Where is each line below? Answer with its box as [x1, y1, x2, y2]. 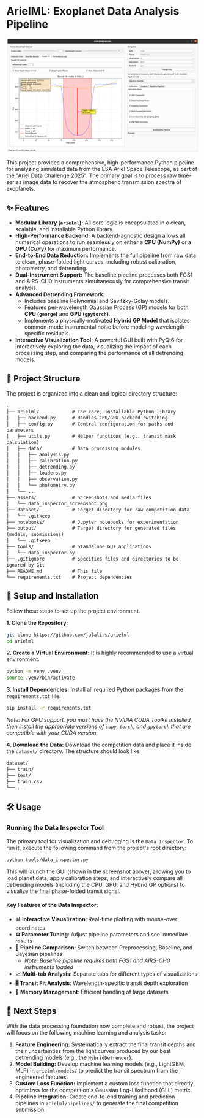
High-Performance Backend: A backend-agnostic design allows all [15, 232, 186, 239]
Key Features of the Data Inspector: [6, 902, 99, 909]
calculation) [6, 439, 40, 445]
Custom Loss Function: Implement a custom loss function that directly [15, 1079, 194, 1087]
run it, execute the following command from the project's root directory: [6, 844, 187, 851]
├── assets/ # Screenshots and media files [6, 494, 151, 500]
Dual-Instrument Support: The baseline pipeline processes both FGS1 [15, 271, 193, 278]
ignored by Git [6, 562, 45, 568]
